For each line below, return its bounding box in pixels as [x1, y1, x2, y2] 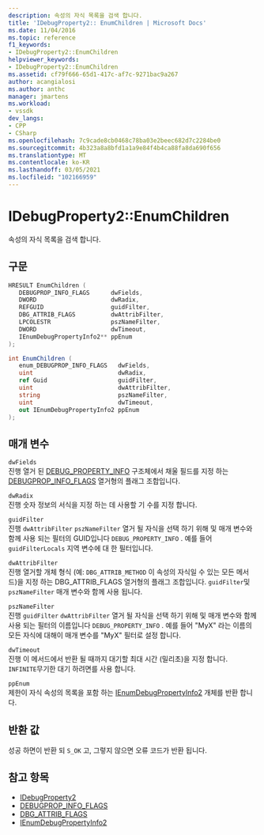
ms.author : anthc [8, 85, 66, 93]
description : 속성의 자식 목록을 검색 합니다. [8, 11, 143, 20]
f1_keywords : [8, 41, 51, 49]
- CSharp [8, 129, 37, 137]
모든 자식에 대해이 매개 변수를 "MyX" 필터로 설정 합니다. [8, 630, 182, 640]
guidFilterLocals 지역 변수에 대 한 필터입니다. [8, 543, 153, 554]
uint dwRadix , [18, 369, 147, 377]
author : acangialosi [8, 77, 77, 85]
